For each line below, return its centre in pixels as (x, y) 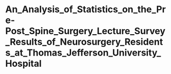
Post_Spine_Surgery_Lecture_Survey (86, 31)
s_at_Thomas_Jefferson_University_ (83, 53)
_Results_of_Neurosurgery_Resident (84, 42)
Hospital (23, 64)
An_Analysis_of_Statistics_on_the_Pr (86, 9)
